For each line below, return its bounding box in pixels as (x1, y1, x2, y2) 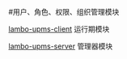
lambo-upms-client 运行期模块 (8, 24, 110, 34)
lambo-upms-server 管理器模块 (8, 41, 113, 51)
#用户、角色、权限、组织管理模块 (8, 7, 120, 16)
